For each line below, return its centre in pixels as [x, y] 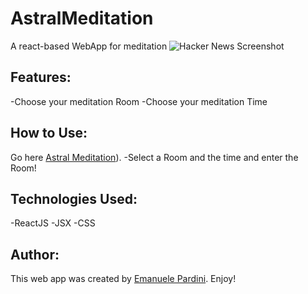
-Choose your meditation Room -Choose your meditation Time [139, 101]
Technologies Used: [74, 198]
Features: [41, 77]
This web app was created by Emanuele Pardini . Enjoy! [123, 279]
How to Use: [49, 133]
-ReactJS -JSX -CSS [53, 223]
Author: [35, 254]
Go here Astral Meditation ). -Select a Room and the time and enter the [154, 157]
